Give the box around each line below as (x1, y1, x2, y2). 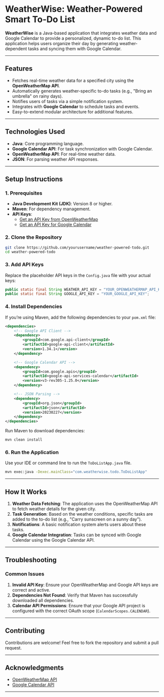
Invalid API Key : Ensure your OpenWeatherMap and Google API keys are (12, 582, 159, 588)
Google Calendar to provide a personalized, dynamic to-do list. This (5, 35, 142, 41)
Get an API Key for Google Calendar (19, 222, 92, 227)
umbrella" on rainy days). (12, 93, 63, 99)
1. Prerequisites (5, 190, 42, 197)
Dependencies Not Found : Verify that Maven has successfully (12, 592, 138, 598)
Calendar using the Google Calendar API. (12, 537, 95, 543)
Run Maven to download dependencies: (5, 428, 85, 434)
